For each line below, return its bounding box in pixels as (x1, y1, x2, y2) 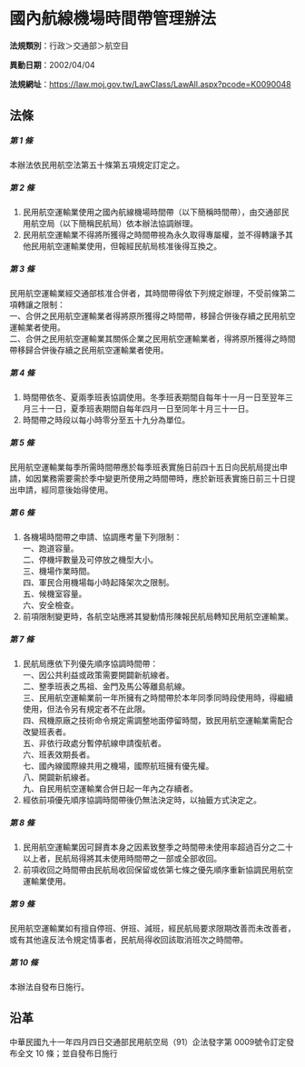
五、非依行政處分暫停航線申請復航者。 (22, 738, 166, 749)
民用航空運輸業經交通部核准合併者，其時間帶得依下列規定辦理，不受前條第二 (9, 288, 296, 299)
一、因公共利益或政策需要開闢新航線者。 (22, 670, 174, 681)
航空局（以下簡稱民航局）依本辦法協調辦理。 (30, 218, 198, 229)
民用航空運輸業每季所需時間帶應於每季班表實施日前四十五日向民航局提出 (9, 462, 280, 473)
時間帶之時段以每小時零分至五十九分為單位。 (22, 414, 191, 425)
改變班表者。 (22, 726, 71, 737)
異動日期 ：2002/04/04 (9, 59, 95, 70)
